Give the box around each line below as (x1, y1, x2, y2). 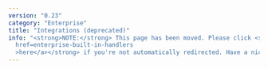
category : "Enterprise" (8, 19, 88, 27)
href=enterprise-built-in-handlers (15, 41, 134, 49)
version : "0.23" (8, 11, 62, 20)
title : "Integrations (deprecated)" (8, 26, 130, 34)
